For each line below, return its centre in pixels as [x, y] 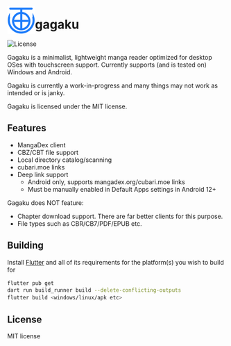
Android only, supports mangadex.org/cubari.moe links [106, 182]
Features [27, 128]
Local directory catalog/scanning [65, 160]
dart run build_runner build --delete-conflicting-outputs [94, 290]
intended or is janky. [36, 92]
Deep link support [43, 174]
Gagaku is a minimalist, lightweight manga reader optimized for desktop [110, 57]
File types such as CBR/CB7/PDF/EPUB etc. [79, 223]
